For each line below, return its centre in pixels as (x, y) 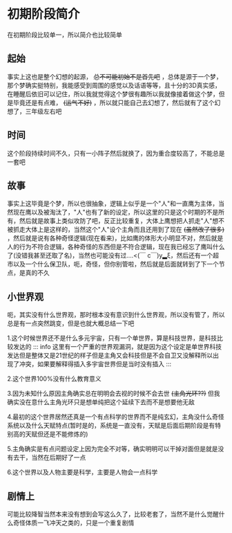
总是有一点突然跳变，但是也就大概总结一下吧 (71, 323)
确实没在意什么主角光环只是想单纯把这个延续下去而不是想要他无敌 (101, 402)
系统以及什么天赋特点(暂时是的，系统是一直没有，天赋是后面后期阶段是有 (111, 426)
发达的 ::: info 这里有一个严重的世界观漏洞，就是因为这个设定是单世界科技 (117, 347)
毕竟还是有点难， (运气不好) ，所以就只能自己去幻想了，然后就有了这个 (114, 102)
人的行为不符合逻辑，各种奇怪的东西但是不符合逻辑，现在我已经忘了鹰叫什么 (116, 247)
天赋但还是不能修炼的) (57, 434)
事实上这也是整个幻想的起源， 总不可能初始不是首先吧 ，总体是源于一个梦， (115, 76)
